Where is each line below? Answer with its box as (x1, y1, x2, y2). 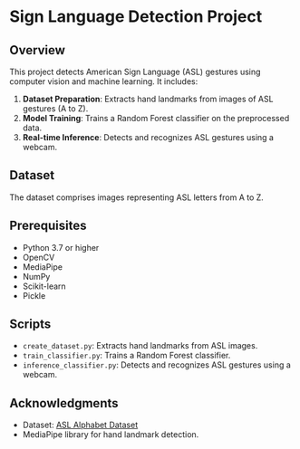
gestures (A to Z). (22, 103, 89, 114)
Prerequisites (9, 218, 87, 234)
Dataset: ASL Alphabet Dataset (22, 419, 139, 431)
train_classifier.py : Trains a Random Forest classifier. (22, 350, 231, 361)
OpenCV (22, 252, 55, 263)
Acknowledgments (9, 396, 120, 411)
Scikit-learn (22, 281, 66, 291)
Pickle (22, 290, 46, 301)
